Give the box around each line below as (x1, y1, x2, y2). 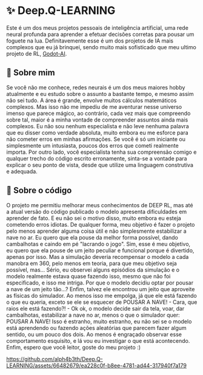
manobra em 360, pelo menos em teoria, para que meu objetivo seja (6, 260, 177, 267)
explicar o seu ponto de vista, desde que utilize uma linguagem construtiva (6, 161, 194, 168)
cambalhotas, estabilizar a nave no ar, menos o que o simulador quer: (6, 311, 180, 318)
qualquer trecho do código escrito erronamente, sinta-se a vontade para (6, 154, 187, 162)
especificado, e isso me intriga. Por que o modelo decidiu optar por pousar (6, 279, 194, 286)
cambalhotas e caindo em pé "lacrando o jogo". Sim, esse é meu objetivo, (6, 240, 191, 247)
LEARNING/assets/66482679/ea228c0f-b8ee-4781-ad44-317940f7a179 (6, 362, 187, 369)
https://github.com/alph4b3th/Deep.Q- (6, 355, 103, 362)
